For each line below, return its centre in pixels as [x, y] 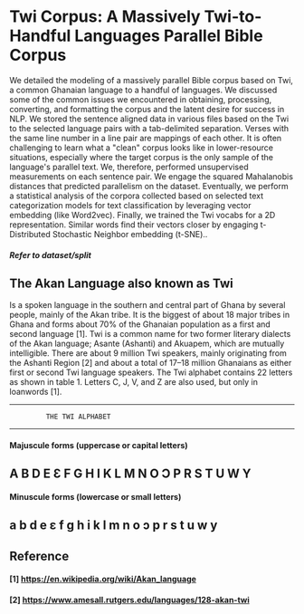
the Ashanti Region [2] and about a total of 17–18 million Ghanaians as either [151, 363]
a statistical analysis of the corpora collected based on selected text [137, 196]
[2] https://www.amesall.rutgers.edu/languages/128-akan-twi [130, 600]
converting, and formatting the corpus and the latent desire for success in [147, 109]
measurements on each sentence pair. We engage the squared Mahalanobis [152, 176]
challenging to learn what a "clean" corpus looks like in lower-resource [142, 148]
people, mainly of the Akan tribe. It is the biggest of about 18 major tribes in [150, 315]
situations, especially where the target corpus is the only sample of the [142, 157]
